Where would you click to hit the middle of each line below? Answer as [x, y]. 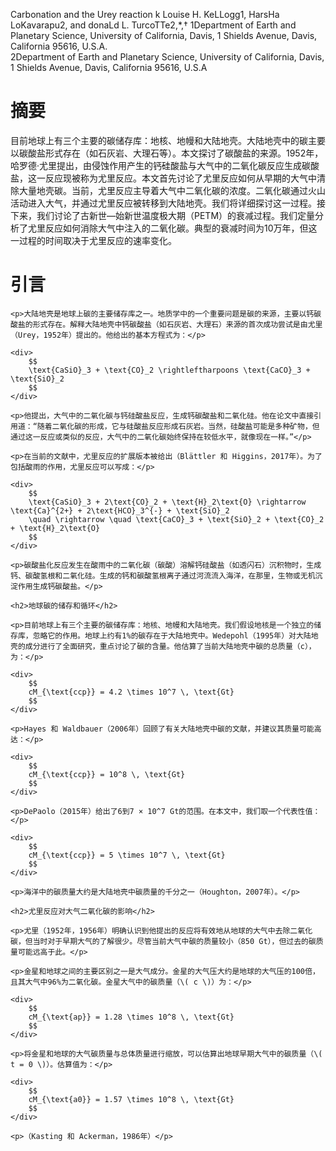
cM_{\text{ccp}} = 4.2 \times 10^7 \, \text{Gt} [131, 692]
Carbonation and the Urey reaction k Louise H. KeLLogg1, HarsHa [145, 14]
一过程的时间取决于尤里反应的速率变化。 [93, 240]
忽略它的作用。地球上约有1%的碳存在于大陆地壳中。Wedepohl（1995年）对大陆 [172, 635]
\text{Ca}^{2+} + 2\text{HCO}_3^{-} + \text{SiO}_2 [120, 510]
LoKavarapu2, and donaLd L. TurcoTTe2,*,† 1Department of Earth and [153, 25]
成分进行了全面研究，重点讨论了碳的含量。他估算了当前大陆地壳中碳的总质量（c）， [170, 646]
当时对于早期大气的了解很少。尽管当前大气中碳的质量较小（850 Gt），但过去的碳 [174, 941]
